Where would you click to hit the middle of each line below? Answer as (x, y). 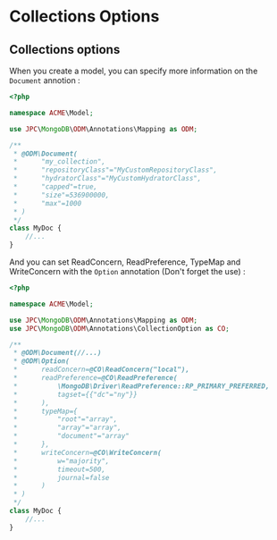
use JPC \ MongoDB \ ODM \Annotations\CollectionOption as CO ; (119, 328)
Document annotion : (45, 80)
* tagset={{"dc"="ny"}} (76, 394)
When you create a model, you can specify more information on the (134, 71)
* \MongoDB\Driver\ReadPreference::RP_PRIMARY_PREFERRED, (141, 386)
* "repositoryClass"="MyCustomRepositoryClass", (115, 170)
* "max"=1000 (47, 203)
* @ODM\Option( (41, 361)
